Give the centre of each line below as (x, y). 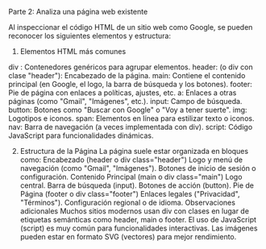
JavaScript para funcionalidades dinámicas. (81, 135)
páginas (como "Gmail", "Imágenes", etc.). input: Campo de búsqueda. (125, 101)
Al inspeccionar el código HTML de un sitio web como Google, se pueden (131, 27)
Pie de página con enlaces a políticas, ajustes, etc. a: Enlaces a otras (123, 93)
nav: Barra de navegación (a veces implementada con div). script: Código (131, 127)
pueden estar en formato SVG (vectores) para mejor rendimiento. (128, 237)
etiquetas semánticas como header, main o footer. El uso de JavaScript (138, 220)
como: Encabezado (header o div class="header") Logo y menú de (131, 160)
